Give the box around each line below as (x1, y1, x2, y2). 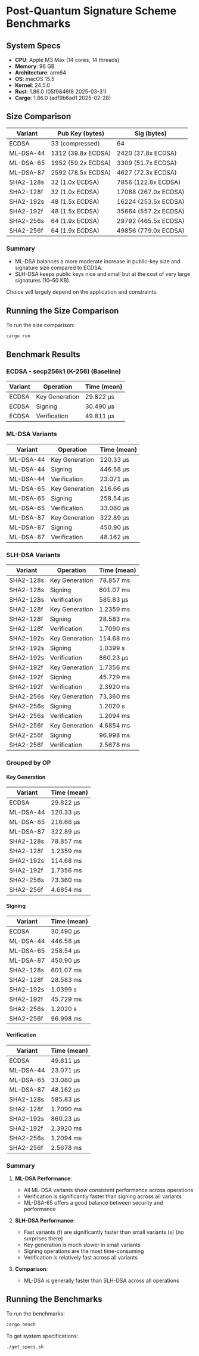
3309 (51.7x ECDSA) (116, 158, 177, 167)
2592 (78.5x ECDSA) (50, 168, 111, 176)
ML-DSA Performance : (14, 1175, 73, 1182)
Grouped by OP (6, 758, 51, 767)
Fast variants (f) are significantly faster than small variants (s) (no (23, 1229, 184, 1236)
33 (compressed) (50, 139, 100, 147)
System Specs (6, 41, 61, 51)
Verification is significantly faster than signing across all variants (23, 1193, 182, 1200)
